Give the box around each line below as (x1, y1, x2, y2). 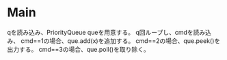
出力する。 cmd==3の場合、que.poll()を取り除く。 (7, 45, 150, 53)
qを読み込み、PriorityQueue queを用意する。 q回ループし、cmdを (7, 28, 193, 36)
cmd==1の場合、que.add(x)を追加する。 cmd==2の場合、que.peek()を (20, 36, 221, 45)
